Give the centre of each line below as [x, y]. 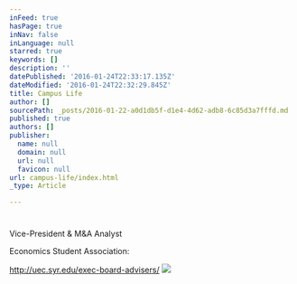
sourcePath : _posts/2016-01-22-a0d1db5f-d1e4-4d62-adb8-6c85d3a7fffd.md [149, 110]
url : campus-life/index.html [64, 177]
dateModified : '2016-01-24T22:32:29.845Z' [90, 85]
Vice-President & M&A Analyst [66, 234]
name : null [38, 144]
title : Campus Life [46, 93]
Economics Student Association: [70, 251]
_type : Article [38, 186]
